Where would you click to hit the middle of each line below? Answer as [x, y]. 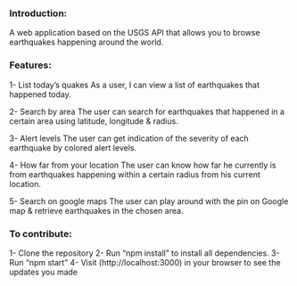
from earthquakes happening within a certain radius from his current [135, 174]
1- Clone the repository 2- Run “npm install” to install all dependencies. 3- [144, 253]
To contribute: [41, 233]
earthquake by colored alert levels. [73, 147]
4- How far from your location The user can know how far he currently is [143, 165]
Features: [30, 65]
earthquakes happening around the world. [87, 42]
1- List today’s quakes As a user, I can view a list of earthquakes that [135, 85]
